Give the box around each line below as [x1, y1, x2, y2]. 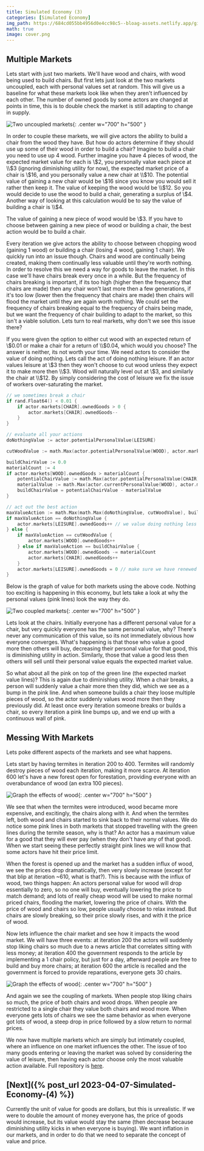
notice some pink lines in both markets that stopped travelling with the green [6, 822, 198, 830]
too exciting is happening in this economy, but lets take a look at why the [6, 589, 188, 596]
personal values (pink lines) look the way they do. [6, 596, 131, 603]
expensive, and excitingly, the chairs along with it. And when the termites [6, 810, 189, 817]
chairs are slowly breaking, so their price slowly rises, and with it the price [6, 912, 192, 919]
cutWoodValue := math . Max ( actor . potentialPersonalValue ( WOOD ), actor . [6, 448, 189, 454]
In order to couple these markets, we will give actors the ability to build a [6, 132, 188, 140]
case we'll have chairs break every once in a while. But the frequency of [6, 272, 187, 279]
